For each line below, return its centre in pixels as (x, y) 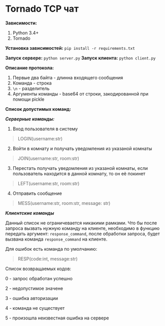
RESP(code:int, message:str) (47, 259)
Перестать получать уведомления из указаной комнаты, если (80, 168)
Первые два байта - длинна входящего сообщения (68, 77)
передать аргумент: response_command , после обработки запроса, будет (82, 233)
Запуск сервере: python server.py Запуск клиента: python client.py (80, 58)
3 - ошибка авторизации (32, 298)
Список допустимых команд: (38, 109)
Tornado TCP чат (42, 9)
